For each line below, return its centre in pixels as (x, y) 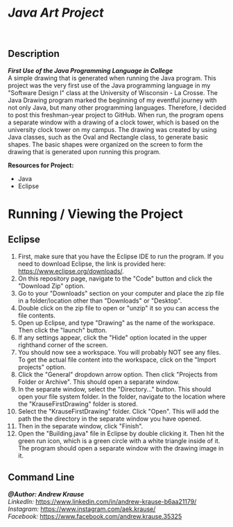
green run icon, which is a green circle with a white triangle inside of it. (119, 441)
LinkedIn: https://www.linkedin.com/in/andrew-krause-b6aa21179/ (102, 501)
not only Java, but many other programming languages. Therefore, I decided (117, 107)
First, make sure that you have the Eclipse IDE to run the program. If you (121, 256)
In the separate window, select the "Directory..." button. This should (114, 389)
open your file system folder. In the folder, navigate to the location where (122, 396)
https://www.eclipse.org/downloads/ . (71, 271)
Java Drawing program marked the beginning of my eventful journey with (112, 100)
